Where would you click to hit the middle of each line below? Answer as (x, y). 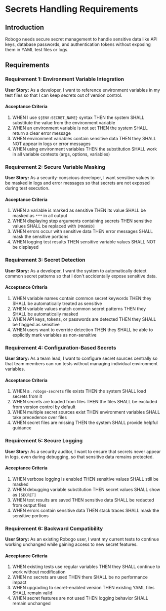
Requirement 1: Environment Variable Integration (65, 79)
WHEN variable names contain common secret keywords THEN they (82, 298)
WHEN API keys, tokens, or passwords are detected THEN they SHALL (84, 319)
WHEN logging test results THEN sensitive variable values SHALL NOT (84, 242)
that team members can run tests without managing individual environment (82, 364)
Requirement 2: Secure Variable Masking (55, 167)
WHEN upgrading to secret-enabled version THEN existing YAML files (83, 588)
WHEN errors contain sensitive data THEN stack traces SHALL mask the (86, 510)
